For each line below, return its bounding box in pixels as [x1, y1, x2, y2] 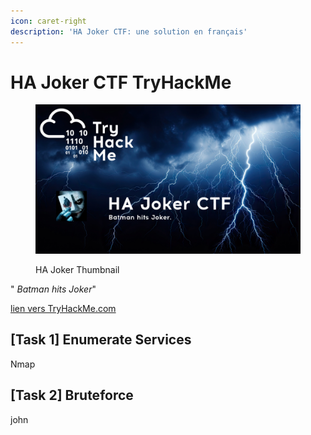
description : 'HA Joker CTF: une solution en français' [10, 26, 248, 37]
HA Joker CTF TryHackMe [10, 71, 232, 94]
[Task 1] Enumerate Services [10, 331, 192, 349]
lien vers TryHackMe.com [10, 302, 117, 314]
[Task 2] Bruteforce [10, 387, 134, 404]
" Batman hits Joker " [10, 283, 97, 295]
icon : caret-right [10, 16, 87, 26]
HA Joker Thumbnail [35, 263, 120, 275]
